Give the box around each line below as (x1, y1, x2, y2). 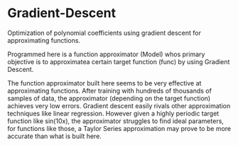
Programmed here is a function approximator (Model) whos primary (7, 50, 205, 58)
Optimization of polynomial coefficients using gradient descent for (7, 28, 201, 37)
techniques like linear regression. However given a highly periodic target (7, 109, 220, 118)
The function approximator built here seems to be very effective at (7, 78, 202, 87)
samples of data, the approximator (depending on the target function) (7, 94, 211, 103)
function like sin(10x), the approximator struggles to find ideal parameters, (7, 116, 224, 125)
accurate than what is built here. (7, 132, 102, 140)
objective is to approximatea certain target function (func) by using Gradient (7, 57, 230, 66)
